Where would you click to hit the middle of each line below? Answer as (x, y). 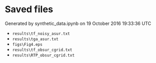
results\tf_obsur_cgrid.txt (42, 50)
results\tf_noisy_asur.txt (41, 34)
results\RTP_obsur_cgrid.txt (43, 55)
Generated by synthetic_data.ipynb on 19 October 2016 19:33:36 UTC (78, 23)
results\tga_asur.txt (35, 39)
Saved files (29, 9)
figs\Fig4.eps (27, 44)
